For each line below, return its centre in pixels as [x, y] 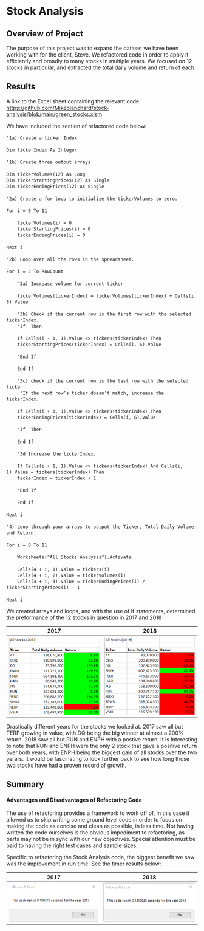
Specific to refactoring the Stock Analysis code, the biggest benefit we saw [100, 857]
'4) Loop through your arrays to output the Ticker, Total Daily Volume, [102, 527]
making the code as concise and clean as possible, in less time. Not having [100, 826]
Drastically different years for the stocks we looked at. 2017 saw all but [95, 726]
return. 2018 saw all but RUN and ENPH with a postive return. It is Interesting [102, 739]
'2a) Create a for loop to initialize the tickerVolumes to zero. [92, 199]
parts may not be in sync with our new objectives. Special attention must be [101, 839]
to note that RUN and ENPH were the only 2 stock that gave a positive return [102, 746]
